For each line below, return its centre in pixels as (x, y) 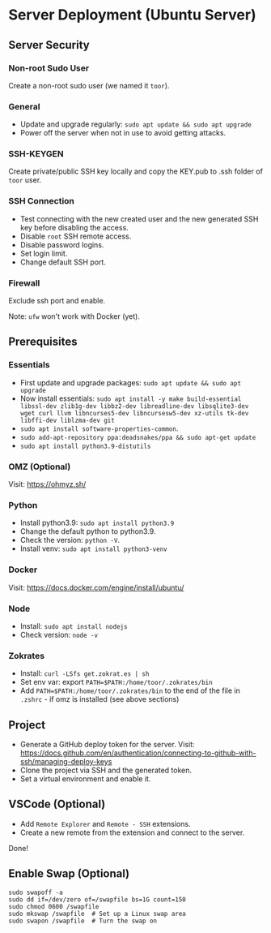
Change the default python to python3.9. (88, 531)
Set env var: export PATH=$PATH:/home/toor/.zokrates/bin (116, 682)
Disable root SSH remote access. (76, 236)
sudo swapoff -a (36, 892)
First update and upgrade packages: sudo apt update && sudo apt (130, 382)
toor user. (25, 180)
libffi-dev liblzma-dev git (67, 420)
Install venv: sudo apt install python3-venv (93, 548)
